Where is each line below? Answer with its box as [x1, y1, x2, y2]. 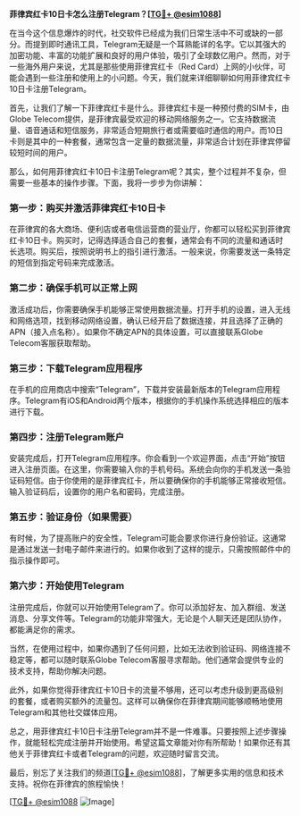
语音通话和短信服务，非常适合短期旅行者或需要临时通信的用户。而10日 [24, 125, 284, 135]
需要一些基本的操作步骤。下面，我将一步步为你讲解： [9, 178, 205, 188]
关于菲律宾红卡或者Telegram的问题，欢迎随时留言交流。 [16, 748, 224, 759]
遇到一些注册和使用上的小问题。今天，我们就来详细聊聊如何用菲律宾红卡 [24, 72, 291, 83]
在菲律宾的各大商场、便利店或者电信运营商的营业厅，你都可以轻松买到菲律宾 [9, 223, 291, 235]
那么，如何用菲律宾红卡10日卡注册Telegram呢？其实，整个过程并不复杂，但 [9, 166, 287, 177]
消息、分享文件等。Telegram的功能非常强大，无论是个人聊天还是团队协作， [9, 612, 287, 624]
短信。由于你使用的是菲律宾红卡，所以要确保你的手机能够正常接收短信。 [24, 475, 291, 486]
